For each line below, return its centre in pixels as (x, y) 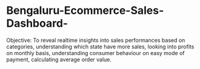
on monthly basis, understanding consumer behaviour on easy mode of (95, 53)
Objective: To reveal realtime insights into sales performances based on (96, 40)
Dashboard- (37, 23)
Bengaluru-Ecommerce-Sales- (85, 11)
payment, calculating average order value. (59, 59)
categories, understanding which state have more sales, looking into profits (100, 47)
